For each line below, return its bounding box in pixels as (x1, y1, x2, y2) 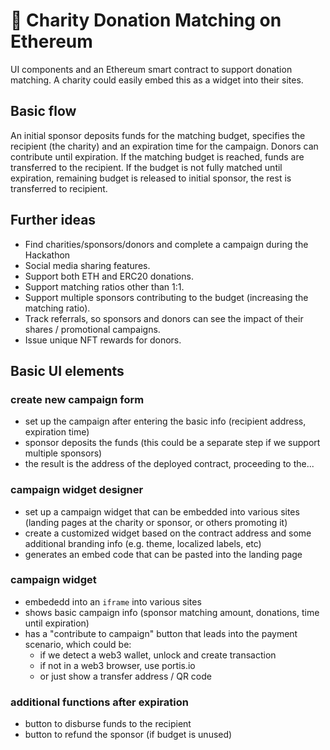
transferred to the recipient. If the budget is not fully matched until (10, 161, 283, 173)
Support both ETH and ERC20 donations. (24, 270, 194, 282)
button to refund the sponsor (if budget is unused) (24, 729, 233, 741)
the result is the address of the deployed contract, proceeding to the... (24, 458, 315, 470)
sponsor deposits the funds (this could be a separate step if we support (24, 437, 321, 449)
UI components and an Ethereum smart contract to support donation (10, 63, 293, 75)
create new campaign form (10, 392, 145, 406)
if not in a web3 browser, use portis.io (39, 659, 196, 671)
